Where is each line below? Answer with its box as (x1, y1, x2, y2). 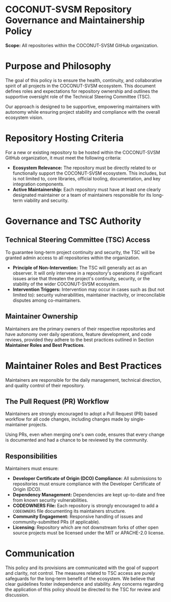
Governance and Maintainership (5, 14, 145, 26)
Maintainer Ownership (5, 312, 78, 321)
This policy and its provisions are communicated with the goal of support (5, 565, 159, 571)
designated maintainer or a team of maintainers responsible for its (12, 192, 152, 198)
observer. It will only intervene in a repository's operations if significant (12, 270, 162, 276)
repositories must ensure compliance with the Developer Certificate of (12, 481, 161, 487)
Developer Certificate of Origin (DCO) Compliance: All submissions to (12, 475, 162, 482)
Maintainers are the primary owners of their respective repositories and (5, 325, 156, 331)
